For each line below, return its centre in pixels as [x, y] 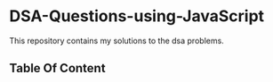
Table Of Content [57, 68]
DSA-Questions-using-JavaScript [137, 16]
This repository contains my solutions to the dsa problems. [116, 41]
